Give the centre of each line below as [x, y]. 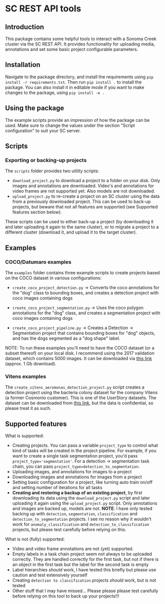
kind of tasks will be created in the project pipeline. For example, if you [84, 451]
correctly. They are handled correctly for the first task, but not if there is [85, 559]
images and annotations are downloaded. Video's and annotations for [83, 186]
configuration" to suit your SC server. [43, 130]
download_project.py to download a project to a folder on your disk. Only [86, 181]
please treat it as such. [28, 408]
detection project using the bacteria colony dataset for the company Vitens [82, 393]
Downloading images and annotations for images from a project [77, 477]
